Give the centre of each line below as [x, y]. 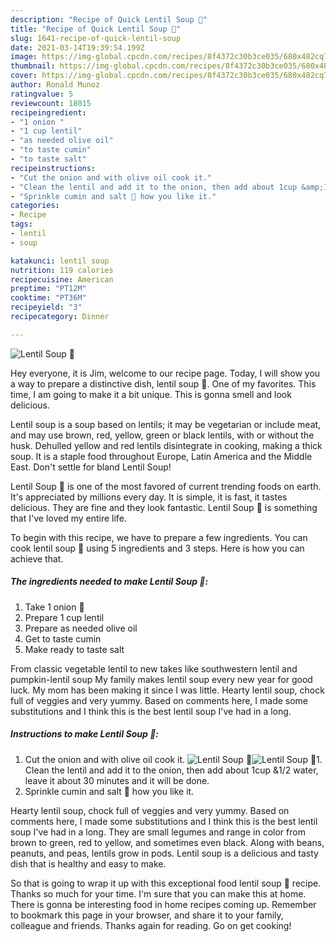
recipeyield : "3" [46, 307]
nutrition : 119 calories [62, 270]
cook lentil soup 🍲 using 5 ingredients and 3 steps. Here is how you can [157, 548]
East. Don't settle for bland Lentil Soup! [91, 467]
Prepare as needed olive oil [81, 628]
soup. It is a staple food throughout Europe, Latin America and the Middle [161, 456]
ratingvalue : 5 [42, 94]
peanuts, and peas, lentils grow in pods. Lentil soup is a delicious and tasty [164, 853]
